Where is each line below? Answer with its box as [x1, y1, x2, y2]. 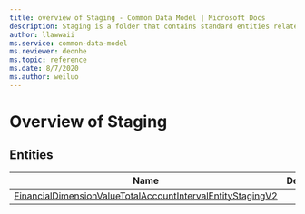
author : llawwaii [9, 30, 75, 39]
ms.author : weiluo [9, 73, 79, 82]
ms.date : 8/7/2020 [9, 64, 79, 73]
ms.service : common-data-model [9, 38, 128, 48]
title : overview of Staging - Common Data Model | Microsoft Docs [9, 13, 266, 23]
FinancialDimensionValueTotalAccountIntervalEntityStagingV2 [14, 190, 279, 202]
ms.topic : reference [9, 55, 88, 64]
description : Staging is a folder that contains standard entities [9, 22, 271, 31]
